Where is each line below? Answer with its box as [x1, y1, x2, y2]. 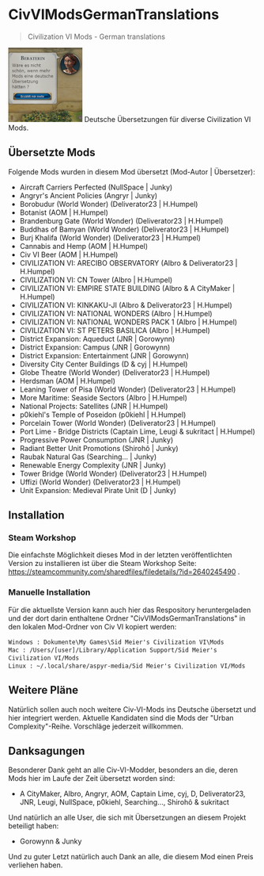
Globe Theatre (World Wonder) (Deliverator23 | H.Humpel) [19, 367, 211, 377]
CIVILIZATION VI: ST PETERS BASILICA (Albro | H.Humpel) [19, 325, 211, 335]
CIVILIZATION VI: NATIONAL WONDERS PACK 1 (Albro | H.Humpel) [19, 317, 238, 327]
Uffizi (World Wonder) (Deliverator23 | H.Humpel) [19, 477, 181, 487]
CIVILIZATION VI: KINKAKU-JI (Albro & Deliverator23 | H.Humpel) [19, 300, 233, 310]
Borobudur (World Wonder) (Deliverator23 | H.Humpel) [19, 199, 198, 208]
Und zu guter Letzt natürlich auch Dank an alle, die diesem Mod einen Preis [8, 852, 254, 862]
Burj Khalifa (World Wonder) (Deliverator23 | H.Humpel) [19, 232, 202, 243]
